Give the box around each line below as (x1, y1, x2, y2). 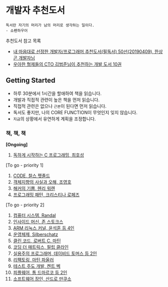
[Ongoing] (6, 142, 28, 148)
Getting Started (6, 76, 56, 85)
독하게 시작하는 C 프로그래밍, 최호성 (13, 152, 85, 158)
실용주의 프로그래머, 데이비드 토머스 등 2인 (13, 250, 97, 257)
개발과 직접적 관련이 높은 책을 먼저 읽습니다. (13, 97, 100, 103)
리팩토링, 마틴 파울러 (13, 257, 54, 263)
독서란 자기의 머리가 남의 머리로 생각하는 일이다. (6, 22, 95, 28)
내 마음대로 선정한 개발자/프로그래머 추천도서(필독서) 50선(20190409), (13, 48, 154, 54)
